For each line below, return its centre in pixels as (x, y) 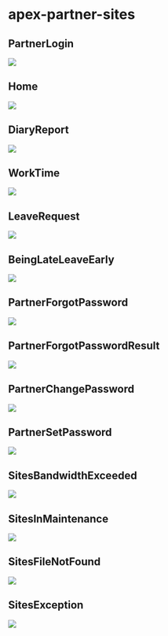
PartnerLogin (41, 44)
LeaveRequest (44, 216)
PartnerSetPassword (60, 432)
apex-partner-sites (72, 15)
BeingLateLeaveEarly (62, 259)
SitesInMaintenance (58, 518)
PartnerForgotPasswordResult (84, 346)
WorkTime (34, 174)
